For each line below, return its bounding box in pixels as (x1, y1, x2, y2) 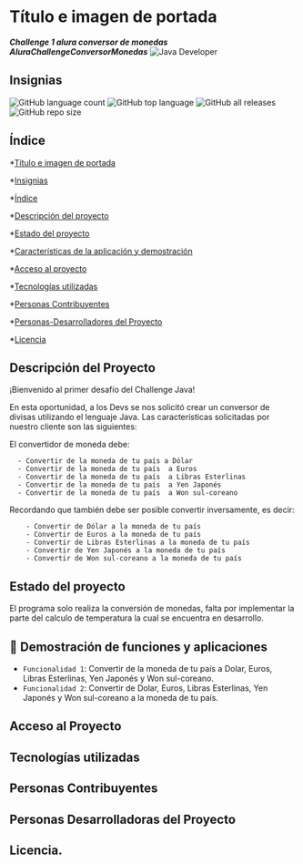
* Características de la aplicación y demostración (9, 245, 193, 256)
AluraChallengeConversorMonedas (9, 46, 148, 57)
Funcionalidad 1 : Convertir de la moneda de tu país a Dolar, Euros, (22, 663, 273, 674)
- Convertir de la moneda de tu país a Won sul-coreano (17, 489, 238, 498)
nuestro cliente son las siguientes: (9, 421, 137, 432)
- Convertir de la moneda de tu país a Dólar (17, 457, 194, 466)
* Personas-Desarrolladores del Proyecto (9, 316, 163, 327)
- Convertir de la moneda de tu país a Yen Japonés (17, 480, 222, 489)
